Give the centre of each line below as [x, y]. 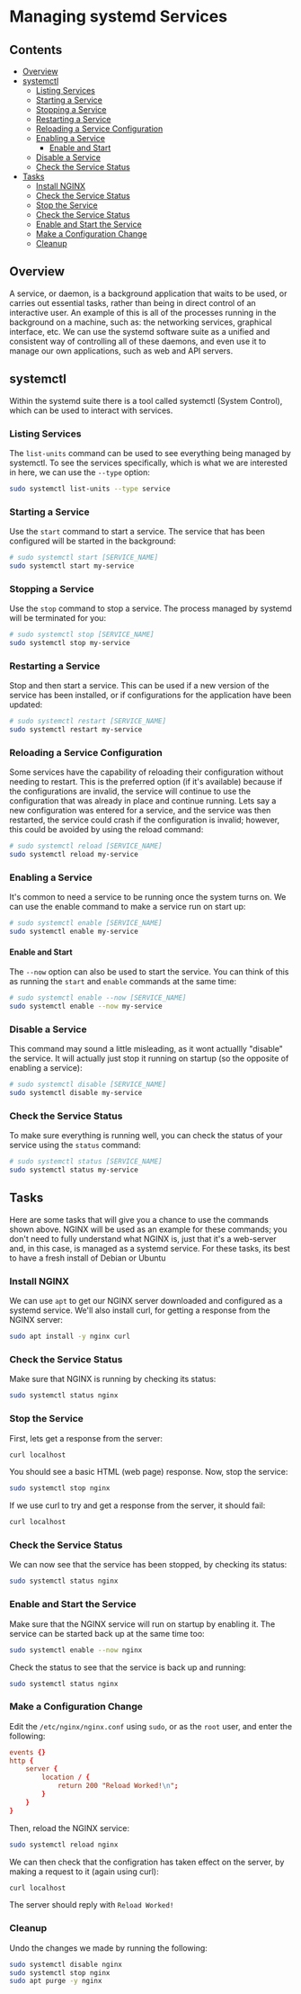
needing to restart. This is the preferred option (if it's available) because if [146, 782]
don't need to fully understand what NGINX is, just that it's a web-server [143, 1238]
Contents [36, 50]
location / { [66, 1778]
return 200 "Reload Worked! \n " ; [118, 1786]
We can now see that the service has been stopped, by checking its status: [148, 1565]
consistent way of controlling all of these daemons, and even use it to [138, 341]
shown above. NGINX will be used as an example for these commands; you [148, 1229]
